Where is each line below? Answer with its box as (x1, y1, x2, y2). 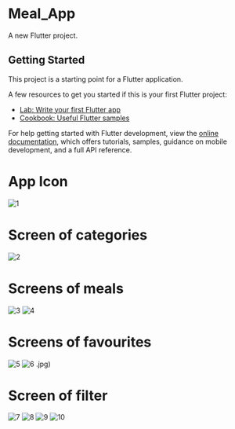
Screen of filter (8, 387, 108, 405)
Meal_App (8, 5, 76, 23)
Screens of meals (8, 280, 124, 297)
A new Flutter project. (8, 31, 78, 40)
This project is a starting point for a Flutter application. (8, 74, 183, 83)
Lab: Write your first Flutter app (19, 104, 121, 114)
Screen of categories (8, 225, 147, 244)
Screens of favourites (8, 333, 152, 350)
